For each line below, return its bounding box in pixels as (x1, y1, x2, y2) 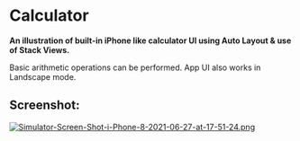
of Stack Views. (9, 44, 70, 55)
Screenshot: (9, 98, 80, 113)
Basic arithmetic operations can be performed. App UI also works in (9, 62, 261, 73)
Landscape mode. (9, 71, 77, 82)
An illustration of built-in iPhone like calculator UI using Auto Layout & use (9, 35, 292, 46)
